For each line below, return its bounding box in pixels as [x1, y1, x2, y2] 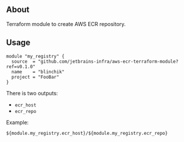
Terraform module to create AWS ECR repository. [6, 20, 126, 27]
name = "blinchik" [11, 69, 65, 75]
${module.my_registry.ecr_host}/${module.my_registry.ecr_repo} [6, 130, 168, 136]
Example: [6, 118, 29, 126]
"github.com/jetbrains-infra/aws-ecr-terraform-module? [37, 59, 179, 64]
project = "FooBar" [11, 74, 60, 80]
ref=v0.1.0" [6, 63, 35, 70]
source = [11, 59, 35, 64]
